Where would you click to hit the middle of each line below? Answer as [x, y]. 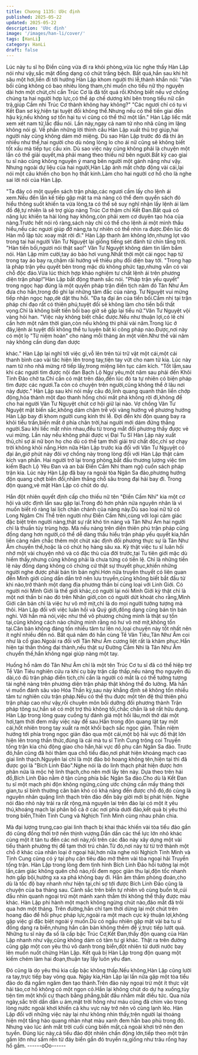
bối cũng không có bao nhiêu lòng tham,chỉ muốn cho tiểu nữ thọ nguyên [95, 86]
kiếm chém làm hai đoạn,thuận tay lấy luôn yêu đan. [69, 959]
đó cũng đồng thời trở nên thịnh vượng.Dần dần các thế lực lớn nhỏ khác [94, 833]
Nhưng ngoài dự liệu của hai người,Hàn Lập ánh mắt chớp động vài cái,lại [95, 167]
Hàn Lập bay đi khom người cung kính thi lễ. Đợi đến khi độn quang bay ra [96, 416]
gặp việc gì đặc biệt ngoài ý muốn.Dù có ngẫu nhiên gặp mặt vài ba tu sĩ [94, 921]
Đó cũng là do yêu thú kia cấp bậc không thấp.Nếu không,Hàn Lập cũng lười [99, 970]
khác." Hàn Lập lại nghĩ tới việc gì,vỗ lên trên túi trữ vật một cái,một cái [92, 353]
